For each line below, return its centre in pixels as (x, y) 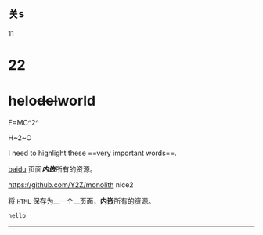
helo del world (52, 101)
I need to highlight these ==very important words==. (93, 153)
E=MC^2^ (23, 122)
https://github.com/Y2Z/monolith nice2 (71, 184)
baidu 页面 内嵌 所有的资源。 (52, 169)
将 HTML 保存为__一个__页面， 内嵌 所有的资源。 (82, 201)
